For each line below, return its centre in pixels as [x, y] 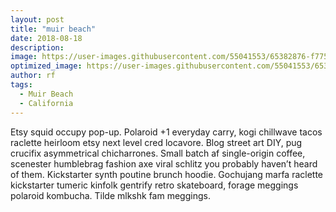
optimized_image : [46, 66]
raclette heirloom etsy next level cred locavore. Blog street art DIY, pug [156, 142]
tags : [21, 85]
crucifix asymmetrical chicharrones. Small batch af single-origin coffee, [158, 153]
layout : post [37, 19]
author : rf [33, 76]
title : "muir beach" [53, 29]
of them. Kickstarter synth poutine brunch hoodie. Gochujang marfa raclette [167, 174]
